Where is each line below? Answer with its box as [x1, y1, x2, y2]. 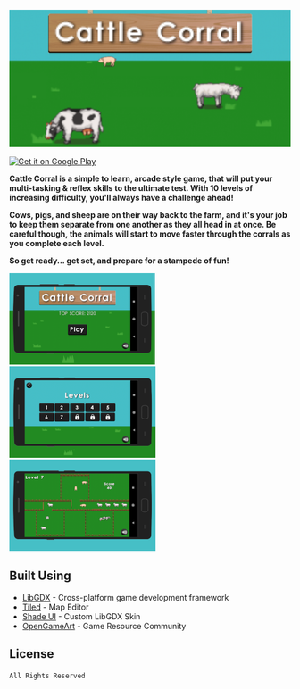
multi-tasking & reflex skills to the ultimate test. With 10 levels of [9, 183, 253, 194]
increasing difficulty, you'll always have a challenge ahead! [9, 193, 234, 203]
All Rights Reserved [9, 671, 87, 680]
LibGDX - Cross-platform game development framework [21, 592, 229, 602]
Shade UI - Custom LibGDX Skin [21, 610, 141, 621]
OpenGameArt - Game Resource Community [21, 620, 187, 631]
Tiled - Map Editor [21, 602, 89, 612]
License [9, 646, 54, 661]
